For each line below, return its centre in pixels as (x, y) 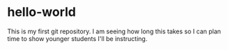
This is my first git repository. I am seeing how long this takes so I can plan (114, 31)
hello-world (42, 12)
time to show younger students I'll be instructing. (77, 38)
